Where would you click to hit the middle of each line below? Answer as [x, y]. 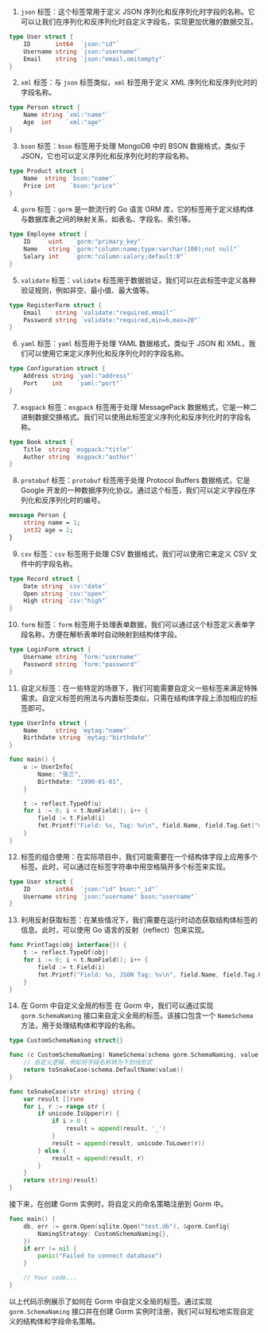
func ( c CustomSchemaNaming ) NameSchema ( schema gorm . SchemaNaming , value [134, 1055]
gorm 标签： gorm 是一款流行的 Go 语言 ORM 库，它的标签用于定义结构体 [137, 209]
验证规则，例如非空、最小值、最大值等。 [87, 290]
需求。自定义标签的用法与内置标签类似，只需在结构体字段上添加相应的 [136, 698]
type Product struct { [47, 171]
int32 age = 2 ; [49, 530]
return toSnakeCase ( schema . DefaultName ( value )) [103, 1070]
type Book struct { [41, 442]
